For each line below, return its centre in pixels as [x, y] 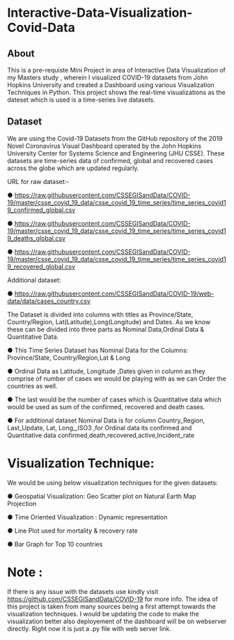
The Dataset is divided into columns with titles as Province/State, [100, 314]
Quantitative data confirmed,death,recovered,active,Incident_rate [101, 435]
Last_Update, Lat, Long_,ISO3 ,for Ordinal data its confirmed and [100, 427]
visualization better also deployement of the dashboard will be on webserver [117, 621]
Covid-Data [41, 28]
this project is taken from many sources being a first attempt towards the [111, 606]
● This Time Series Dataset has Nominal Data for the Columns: [98, 350]
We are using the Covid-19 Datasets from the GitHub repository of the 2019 [115, 138]
